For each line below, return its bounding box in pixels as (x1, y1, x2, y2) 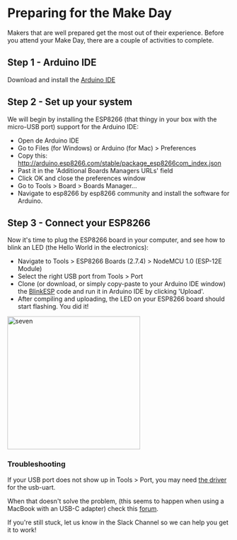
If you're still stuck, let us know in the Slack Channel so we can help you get (7, 518, 229, 527)
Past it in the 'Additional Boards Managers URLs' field (17, 166, 173, 175)
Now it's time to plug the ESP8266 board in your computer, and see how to (7, 236, 226, 244)
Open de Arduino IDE (17, 136, 79, 145)
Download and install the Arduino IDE (7, 75, 115, 84)
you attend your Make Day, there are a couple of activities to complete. (7, 35, 214, 44)
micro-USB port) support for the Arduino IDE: (7, 122, 139, 131)
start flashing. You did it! (17, 302, 89, 311)
